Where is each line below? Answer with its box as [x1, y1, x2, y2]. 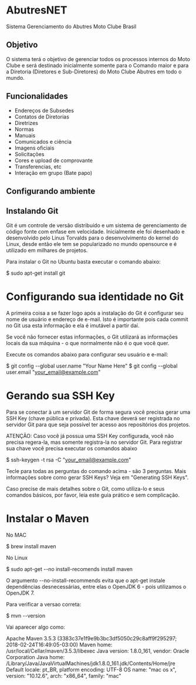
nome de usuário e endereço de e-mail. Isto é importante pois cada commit [6, 315, 188, 323]
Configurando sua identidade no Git [6, 290, 184, 303]
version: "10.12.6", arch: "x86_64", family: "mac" [6, 672, 121, 679]
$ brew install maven [6, 542, 57, 549]
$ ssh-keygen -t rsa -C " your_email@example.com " [6, 456, 131, 463]
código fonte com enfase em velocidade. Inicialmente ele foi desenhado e [6, 228, 185, 235]
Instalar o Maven [6, 512, 89, 525]
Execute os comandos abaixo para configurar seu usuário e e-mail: [6, 350, 168, 358]
